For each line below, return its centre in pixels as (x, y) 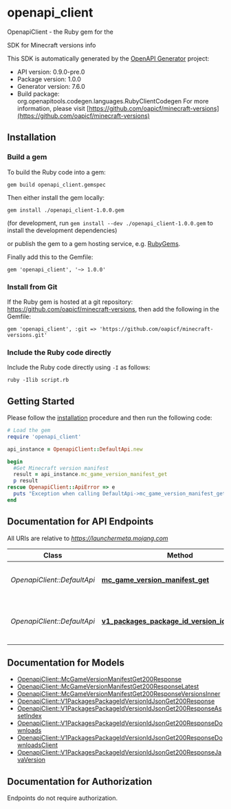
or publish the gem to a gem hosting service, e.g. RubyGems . (94, 243)
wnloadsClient (37, 745)
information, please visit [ (53, 108)
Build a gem (27, 157)
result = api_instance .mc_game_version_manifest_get (90, 474)
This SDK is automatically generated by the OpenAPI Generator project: (108, 58)
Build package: (38, 94)
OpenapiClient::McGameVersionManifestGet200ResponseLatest (108, 686)
